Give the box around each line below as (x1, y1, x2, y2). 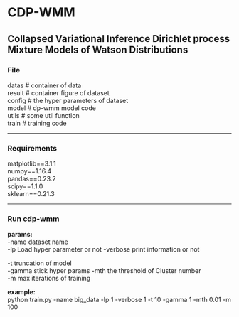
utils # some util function (7, 111, 80, 119)
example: (7, 288, 36, 296)
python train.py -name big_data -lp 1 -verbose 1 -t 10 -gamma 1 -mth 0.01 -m (7, 296, 231, 304)
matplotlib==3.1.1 (7, 159, 56, 168)
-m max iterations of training (7, 274, 91, 283)
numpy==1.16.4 (7, 167, 52, 176)
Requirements (7, 143, 58, 153)
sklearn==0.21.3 (7, 190, 55, 198)
